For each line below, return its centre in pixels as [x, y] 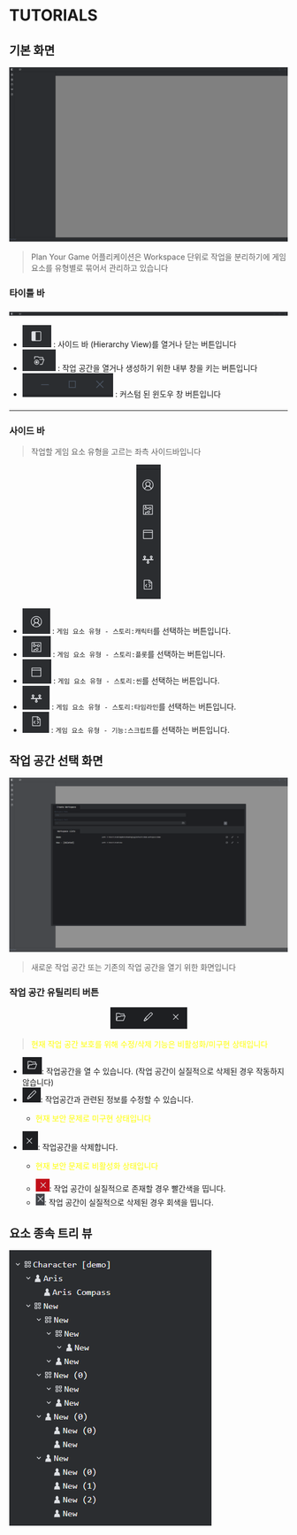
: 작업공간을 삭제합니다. [78, 1147]
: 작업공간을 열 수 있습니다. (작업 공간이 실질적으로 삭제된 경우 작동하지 [163, 1071]
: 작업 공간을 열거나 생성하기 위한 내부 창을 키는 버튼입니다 [157, 368]
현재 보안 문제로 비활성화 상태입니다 [97, 1166]
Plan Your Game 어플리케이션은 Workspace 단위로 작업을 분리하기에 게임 [159, 257]
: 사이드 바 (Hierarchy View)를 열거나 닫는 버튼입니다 [145, 344]
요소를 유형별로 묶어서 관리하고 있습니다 [99, 268]
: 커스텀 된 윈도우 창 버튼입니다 [168, 394]
